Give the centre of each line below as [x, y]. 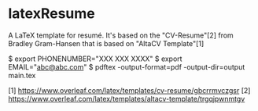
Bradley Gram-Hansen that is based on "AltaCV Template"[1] [106, 43]
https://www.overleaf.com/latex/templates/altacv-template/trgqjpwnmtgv [127, 98]
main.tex [22, 75]
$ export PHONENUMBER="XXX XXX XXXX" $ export [95, 59]
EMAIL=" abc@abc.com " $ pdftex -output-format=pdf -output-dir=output [127, 66]
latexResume [52, 14]
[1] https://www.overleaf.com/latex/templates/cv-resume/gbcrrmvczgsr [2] [129, 90]
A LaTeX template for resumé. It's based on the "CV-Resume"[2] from [121, 35]
